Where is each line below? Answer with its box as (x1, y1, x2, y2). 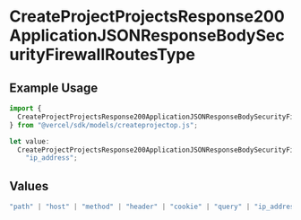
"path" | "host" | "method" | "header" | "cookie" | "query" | (9, 202, 251, 212)
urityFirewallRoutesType (9, 45, 195, 65)
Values (9, 178, 49, 194)
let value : (9, 136, 50, 145)
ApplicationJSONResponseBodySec (9, 25, 285, 46)
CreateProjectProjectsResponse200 (9, 6, 285, 27)
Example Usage (9, 80, 99, 95)
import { (9, 104, 42, 113)
